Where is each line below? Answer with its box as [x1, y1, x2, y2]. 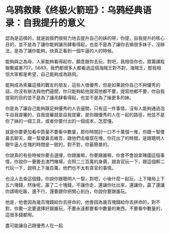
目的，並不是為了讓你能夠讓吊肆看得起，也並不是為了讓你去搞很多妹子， [5, 41, 156, 47]
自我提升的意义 [23, 17, 86, 29]
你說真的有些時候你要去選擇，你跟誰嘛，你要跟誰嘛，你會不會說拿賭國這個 [5, 152, 160, 158]
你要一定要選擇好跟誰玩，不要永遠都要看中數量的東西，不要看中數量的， [14, 205, 165, 211]
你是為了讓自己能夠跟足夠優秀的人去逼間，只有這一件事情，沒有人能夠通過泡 [5, 105, 165, 111]
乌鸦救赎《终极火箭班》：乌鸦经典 [5, 5, 143, 16]
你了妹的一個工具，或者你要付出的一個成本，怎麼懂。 [5, 118, 116, 124]
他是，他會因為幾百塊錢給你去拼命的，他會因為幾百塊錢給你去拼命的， [5, 199, 152, 205]
